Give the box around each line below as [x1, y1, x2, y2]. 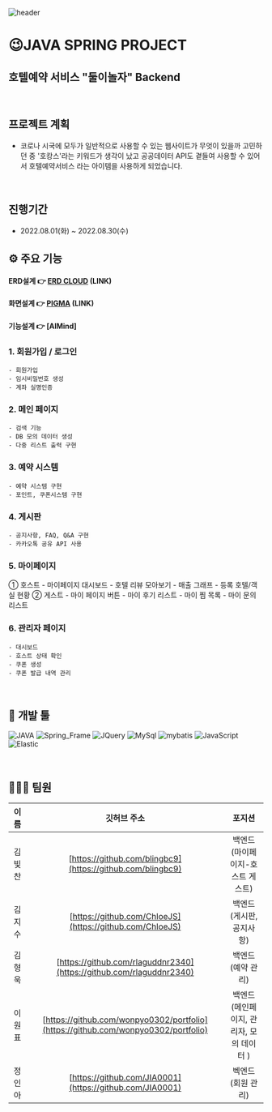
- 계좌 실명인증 [8, 383, 53, 392]
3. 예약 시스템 [8, 462, 59, 473]
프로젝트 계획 [8, 118, 70, 131]
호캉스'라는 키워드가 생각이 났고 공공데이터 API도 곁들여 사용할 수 [39, 151, 245, 160]
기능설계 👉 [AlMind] [8, 321, 77, 331]
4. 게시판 [8, 511, 42, 522]
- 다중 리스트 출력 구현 [8, 442, 77, 450]
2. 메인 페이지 [8, 404, 59, 415]
